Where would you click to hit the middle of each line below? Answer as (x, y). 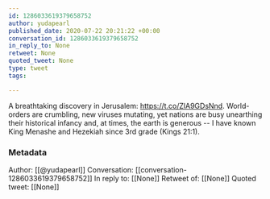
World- (238, 106)
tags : (17, 76)
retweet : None (32, 53)
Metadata (27, 152)
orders (19, 114)
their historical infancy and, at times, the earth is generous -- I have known (132, 122)
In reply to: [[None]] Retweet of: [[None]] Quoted (175, 178)
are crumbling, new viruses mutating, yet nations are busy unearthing (147, 114)
